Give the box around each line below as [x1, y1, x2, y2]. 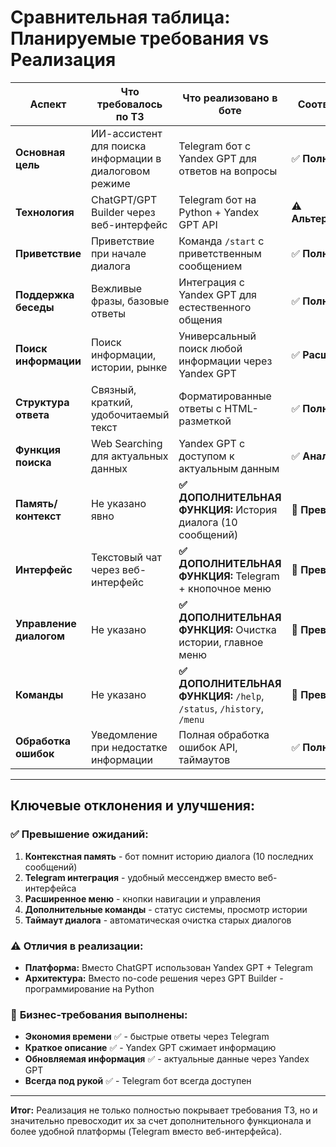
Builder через [90, 205, 156, 219]
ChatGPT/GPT [90, 192, 158, 206]
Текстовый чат [90, 550, 162, 564]
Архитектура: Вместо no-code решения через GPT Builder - [24, 972, 284, 984]
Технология [15, 205, 75, 219]
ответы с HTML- [178, 401, 259, 415]
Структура [15, 395, 70, 409]
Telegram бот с [178, 139, 252, 153]
